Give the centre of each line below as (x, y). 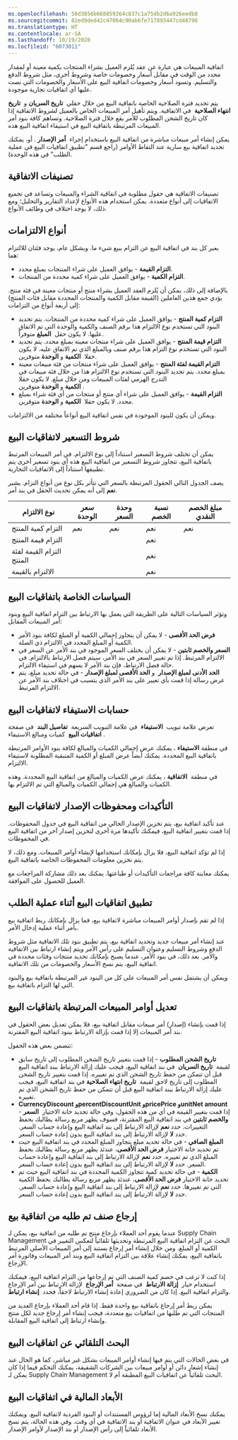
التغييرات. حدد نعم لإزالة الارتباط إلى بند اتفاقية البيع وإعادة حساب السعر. (113, 1126)
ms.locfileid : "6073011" (44, 47)
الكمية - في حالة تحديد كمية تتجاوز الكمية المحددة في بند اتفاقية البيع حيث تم (118, 1171)
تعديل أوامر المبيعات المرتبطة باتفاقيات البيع (93, 1007)
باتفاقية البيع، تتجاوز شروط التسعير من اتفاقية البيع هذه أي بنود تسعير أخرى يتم (110, 462)
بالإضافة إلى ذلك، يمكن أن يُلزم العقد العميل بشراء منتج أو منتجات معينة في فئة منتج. (118, 290)
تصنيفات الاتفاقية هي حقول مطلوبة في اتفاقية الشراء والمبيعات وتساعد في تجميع (113, 193)
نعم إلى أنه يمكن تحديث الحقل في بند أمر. (63, 490)
